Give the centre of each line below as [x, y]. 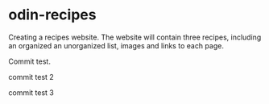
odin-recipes [52, 15]
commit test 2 [31, 77]
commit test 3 [31, 92]
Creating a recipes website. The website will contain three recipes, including [135, 37]
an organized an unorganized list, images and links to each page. [116, 45]
